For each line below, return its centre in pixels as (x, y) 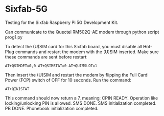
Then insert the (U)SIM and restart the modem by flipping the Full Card (76, 75)
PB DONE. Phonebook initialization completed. (52, 108)
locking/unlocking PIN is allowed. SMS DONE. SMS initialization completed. (81, 103)
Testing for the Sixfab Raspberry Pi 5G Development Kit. (62, 22)
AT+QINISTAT (17, 89)
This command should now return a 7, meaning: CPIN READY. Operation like (82, 98)
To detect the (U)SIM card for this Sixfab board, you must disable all (74, 46)
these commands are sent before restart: (47, 57)
